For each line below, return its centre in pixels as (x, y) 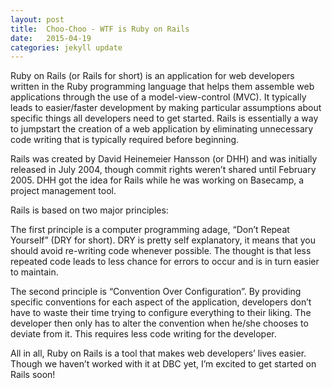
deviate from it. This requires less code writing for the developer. (143, 334)
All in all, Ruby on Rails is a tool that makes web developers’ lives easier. (158, 353)
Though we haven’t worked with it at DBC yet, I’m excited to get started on (163, 364)
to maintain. (34, 272)
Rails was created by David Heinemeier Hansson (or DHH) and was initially (164, 159)
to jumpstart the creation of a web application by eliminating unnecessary (162, 129)
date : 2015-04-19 (51, 38)
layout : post (37, 19)
